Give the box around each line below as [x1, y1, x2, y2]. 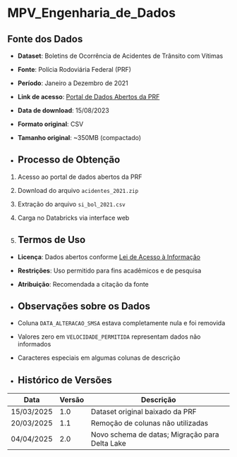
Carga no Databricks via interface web [17, 213, 130, 222]
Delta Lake [90, 439, 126, 449]
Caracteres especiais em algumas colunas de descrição [17, 353, 181, 362]
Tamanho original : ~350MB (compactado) [17, 134, 142, 142]
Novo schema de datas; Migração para [90, 430, 219, 439]
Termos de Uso [17, 234, 86, 246]
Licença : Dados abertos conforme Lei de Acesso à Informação [17, 252, 201, 261]
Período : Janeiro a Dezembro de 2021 [17, 79, 128, 87]
